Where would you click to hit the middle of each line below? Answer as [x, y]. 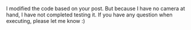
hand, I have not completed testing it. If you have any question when [89, 15]
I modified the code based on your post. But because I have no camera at [96, 9]
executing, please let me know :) [46, 21]
